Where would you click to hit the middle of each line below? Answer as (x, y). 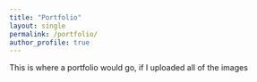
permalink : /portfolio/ (54, 34)
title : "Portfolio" (46, 17)
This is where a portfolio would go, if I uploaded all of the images (129, 68)
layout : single (38, 26)
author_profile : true (50, 42)
